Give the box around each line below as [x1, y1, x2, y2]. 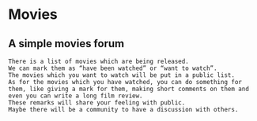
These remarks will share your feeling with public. [8, 99, 186, 107]
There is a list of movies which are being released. [8, 57, 190, 65]
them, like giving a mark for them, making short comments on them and [8, 85, 249, 93]
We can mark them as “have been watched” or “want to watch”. [8, 64, 217, 72]
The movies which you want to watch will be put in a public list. [8, 71, 236, 79]
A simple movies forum [8, 37, 125, 50]
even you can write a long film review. [8, 92, 144, 100]
